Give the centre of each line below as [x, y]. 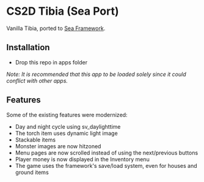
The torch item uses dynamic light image [66, 133]
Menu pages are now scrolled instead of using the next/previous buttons [107, 153]
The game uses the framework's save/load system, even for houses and [106, 165]
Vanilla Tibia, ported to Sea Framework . [56, 28]
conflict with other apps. [37, 80]
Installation [28, 47]
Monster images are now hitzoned [58, 146]
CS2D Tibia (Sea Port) [63, 11]
